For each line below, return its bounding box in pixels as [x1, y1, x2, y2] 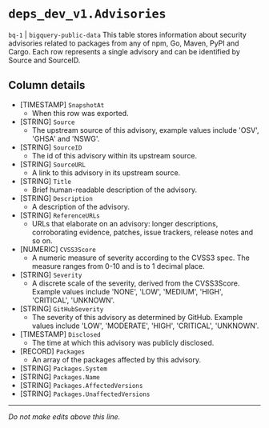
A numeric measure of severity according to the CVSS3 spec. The [31, 253, 250, 262]
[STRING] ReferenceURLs [19, 210, 100, 220]
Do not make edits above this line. [8, 411, 121, 422]
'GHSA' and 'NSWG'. [31, 134, 100, 143]
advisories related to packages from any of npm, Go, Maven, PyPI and [8, 38, 239, 48]
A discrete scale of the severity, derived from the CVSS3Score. [31, 278, 240, 288]
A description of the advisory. [31, 202, 130, 211]
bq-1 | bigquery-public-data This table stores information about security [8, 30, 247, 39]
